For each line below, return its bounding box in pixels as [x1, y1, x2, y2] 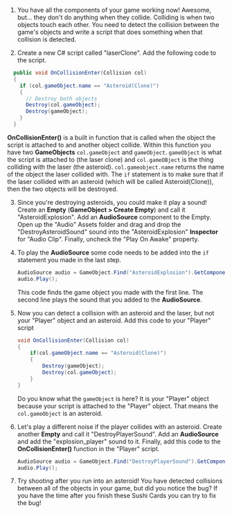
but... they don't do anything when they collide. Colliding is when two [17, 13, 215, 21]
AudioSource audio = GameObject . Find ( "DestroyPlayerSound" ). [17, 458, 198, 465]
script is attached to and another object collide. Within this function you [7, 140, 211, 149]
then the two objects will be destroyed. [7, 185, 118, 193]
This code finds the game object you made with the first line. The [17, 288, 204, 296]
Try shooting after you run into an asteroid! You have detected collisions [17, 477, 223, 485]
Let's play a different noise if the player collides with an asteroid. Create [17, 422, 222, 431]
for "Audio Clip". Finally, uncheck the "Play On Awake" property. [17, 235, 199, 243]
